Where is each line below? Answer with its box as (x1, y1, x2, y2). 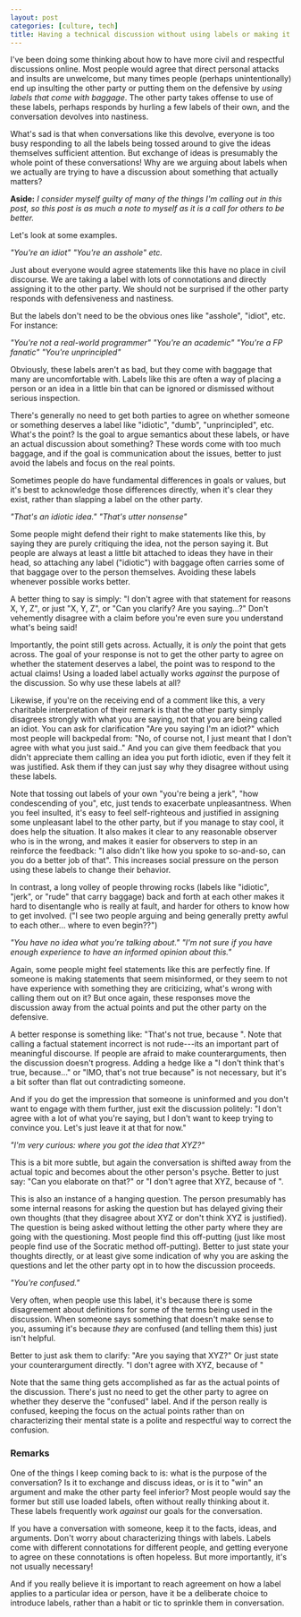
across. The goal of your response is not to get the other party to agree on (10, 649, 284, 660)
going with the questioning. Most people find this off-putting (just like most (10, 1232, 286, 1243)
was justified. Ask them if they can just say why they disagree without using (10, 762, 289, 773)
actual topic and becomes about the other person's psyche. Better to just (10, 1167, 280, 1177)
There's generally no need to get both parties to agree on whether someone (10, 410, 290, 421)
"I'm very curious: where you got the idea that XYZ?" (10, 1140, 205, 1151)
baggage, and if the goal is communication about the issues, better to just (10, 449, 281, 459)
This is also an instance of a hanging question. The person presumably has (10, 1193, 287, 1204)
